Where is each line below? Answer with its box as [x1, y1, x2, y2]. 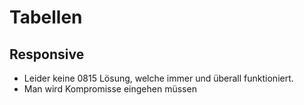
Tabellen [9, 6, 83, 29]
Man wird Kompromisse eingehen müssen [23, 83, 197, 95]
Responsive [9, 46, 85, 63]
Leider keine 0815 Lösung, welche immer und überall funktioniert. [23, 72, 294, 84]
